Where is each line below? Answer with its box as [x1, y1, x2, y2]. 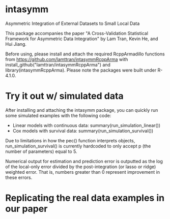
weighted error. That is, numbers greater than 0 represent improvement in [5, 169, 160, 175]
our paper [5, 203, 48, 214]
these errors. [5, 174, 33, 180]
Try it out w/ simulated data [5, 90, 124, 102]
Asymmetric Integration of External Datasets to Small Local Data [5, 20, 140, 26]
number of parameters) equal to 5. [5, 148, 77, 154]
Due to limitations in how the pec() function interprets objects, [5, 137, 135, 143]
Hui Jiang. [5, 41, 27, 47]
